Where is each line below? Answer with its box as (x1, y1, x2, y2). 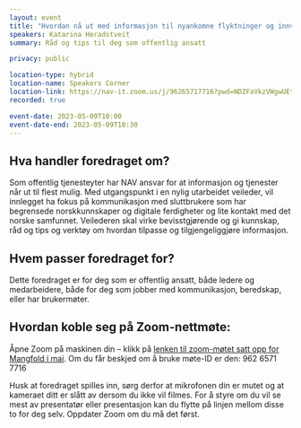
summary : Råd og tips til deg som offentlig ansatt (9, 38, 206, 48)
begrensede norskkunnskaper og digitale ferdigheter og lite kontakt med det (9, 205, 291, 216)
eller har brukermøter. (9, 293, 90, 304)
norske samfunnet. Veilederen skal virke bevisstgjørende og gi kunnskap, (9, 215, 280, 226)
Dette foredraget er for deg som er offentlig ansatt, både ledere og (9, 275, 255, 285)
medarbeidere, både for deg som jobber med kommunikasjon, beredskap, (9, 284, 282, 294)
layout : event (9, 13, 63, 22)
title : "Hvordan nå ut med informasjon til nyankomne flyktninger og (9, 22, 275, 31)
